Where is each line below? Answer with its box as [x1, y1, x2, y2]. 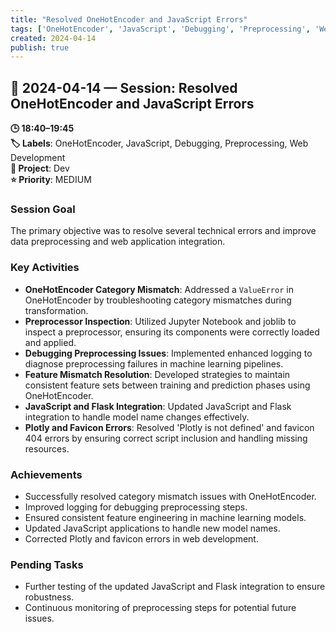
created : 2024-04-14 [10, 33, 97, 43]
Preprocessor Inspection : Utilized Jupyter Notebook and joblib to [24, 315, 297, 327]
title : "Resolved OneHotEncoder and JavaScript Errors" [10, 14, 248, 25]
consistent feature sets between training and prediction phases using [24, 379, 311, 391]
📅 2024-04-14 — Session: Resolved [10, 79, 238, 96]
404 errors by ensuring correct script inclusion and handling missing [24, 432, 308, 444]
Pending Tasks [10, 557, 84, 571]
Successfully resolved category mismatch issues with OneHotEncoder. [24, 490, 317, 502]
